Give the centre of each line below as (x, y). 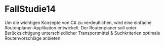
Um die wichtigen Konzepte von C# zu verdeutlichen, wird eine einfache (78, 23)
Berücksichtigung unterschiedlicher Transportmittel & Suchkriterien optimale (82, 33)
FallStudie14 (30, 9)
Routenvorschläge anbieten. (33, 38)
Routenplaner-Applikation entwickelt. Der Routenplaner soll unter (71, 27)
